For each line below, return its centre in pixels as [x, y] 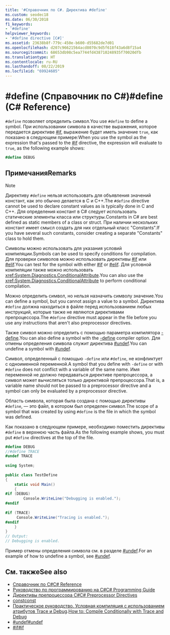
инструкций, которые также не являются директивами [65, 312]
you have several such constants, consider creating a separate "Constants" [84, 233]
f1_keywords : [19, 24]
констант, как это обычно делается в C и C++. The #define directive [77, 200]
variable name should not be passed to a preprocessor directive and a [78, 385]
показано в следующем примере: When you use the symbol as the [76, 137]
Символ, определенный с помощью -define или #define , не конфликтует [84, 359]
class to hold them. [25, 238]
